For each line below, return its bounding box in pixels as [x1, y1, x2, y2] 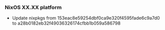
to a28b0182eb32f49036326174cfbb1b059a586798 [12, 20, 121, 26]
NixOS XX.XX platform [5, 4, 62, 11]
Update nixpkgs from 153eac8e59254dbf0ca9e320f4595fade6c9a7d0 [12, 15, 160, 21]
